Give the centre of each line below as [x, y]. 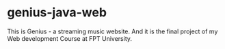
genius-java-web [57, 13]
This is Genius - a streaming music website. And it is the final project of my [112, 31]
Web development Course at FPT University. [69, 38]
